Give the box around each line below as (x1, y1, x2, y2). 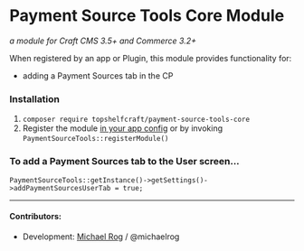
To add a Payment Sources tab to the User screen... (9, 155, 240, 168)
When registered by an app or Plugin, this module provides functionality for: (9, 52, 292, 63)
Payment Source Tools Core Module (9, 5, 285, 26)
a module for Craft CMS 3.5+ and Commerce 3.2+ (9, 35, 197, 46)
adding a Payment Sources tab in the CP (22, 70, 174, 81)
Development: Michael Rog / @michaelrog (22, 231, 180, 242)
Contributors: (9, 211, 62, 222)
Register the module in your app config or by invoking (22, 123, 223, 134)
